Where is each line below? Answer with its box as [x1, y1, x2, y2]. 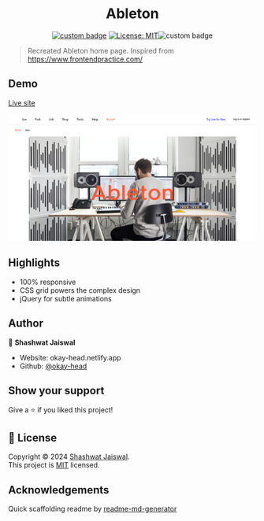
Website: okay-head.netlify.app [19, 353, 121, 362]
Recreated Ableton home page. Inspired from [27, 46, 175, 55]
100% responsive [19, 277, 76, 286]
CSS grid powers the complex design [19, 285, 140, 295]
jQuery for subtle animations [19, 294, 112, 303]
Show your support [8, 383, 105, 397]
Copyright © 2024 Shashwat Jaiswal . [8, 452, 130, 461]
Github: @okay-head [19, 361, 87, 371]
